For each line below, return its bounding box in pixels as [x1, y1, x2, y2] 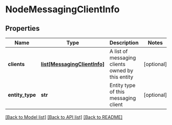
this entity [109, 73, 134, 80]
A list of [109, 48, 128, 55]
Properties [5, 24, 40, 33]
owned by [109, 67, 134, 74]
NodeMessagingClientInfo [5, 4, 120, 15]
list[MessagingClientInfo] [40, 60, 105, 68]
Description [109, 39, 139, 46]
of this [109, 88, 125, 95]
